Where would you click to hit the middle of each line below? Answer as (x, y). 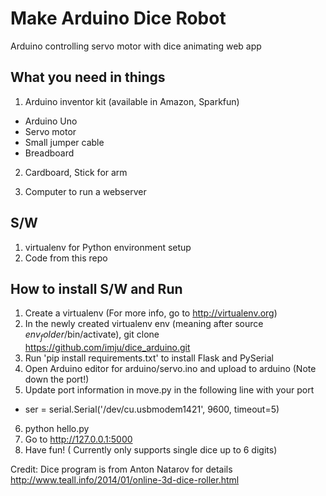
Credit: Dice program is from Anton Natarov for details (121, 469)
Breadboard (49, 153)
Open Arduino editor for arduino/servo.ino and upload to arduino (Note (170, 369)
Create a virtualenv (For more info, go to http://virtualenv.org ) (151, 313)
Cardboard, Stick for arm (76, 172)
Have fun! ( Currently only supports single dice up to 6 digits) (151, 450)
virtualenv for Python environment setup (108, 247)
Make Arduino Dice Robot (118, 18)
